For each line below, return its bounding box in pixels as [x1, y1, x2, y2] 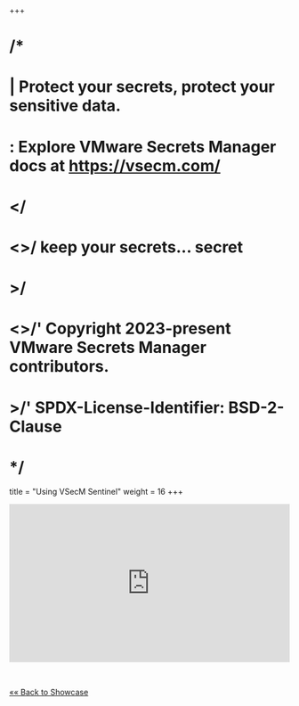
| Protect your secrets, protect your [9, 77, 276, 97]
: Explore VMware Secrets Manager [9, 136, 277, 157]
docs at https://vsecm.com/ [9, 155, 221, 176]
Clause [9, 416, 62, 437]
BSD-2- [228, 398, 285, 417]
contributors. [9, 357, 109, 377]
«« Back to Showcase [9, 686, 89, 697]
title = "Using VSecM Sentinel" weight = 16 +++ [9, 487, 184, 497]
